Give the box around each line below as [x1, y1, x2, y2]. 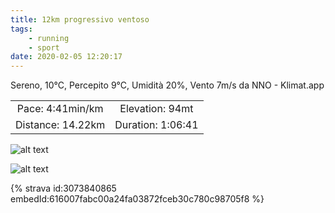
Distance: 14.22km [15, 118, 106, 132]
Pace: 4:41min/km [16, 102, 104, 116]
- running [28, 33, 70, 43]
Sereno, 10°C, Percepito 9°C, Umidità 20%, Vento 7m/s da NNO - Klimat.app [10, 79, 325, 91]
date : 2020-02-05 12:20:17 [10, 52, 123, 62]
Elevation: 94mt [119, 102, 194, 116]
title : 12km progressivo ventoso [10, 14, 150, 25]
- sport [28, 42, 60, 53]
